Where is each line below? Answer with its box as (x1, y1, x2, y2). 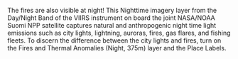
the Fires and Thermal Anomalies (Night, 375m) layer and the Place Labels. (7, 44, 227, 52)
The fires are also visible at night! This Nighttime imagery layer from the (7, 6, 217, 14)
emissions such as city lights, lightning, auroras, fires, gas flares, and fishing (7, 28, 231, 37)
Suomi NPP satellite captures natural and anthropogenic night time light (7, 21, 217, 29)
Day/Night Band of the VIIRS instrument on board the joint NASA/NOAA (7, 14, 215, 22)
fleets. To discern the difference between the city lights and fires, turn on (7, 36, 222, 45)
